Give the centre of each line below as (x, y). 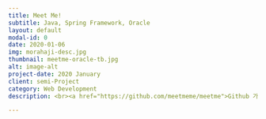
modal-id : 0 (28, 37)
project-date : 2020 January (55, 74)
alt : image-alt (33, 67)
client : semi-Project (44, 81)
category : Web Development (53, 89)
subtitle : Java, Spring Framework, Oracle (79, 23)
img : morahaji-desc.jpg (47, 52)
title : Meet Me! (35, 15)
